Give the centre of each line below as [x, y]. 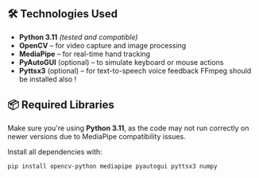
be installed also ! [48, 79]
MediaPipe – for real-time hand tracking [85, 54]
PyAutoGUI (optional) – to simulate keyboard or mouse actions [121, 62]
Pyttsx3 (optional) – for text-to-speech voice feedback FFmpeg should [135, 70]
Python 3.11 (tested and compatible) [78, 37]
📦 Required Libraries [61, 105]
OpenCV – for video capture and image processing [102, 45]
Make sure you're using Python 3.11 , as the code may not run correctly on [128, 128]
